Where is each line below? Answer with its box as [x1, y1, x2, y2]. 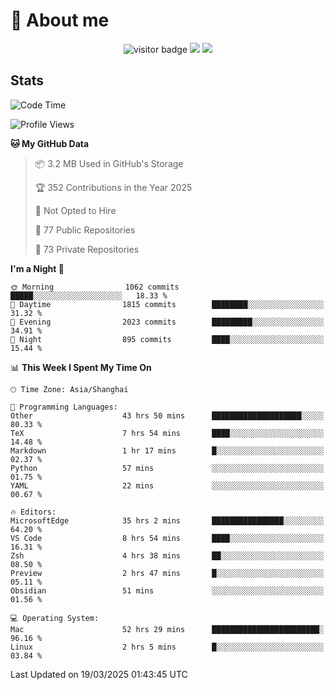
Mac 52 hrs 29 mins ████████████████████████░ [10, 624, 325, 634]
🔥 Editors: [10, 507, 57, 517]
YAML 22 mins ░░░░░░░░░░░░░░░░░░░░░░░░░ [10, 480, 325, 491]
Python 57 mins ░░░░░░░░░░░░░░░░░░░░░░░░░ [10, 463, 325, 473]
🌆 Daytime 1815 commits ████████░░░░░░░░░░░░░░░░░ [10, 299, 325, 309]
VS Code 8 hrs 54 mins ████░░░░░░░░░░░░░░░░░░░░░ [10, 533, 325, 543]
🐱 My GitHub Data [10, 137, 90, 149]
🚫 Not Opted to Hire [34, 204, 117, 216]
